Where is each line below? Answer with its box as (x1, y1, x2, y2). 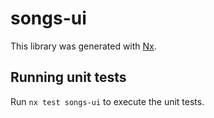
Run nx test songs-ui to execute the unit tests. (10, 95, 205, 107)
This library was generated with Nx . (10, 40, 157, 52)
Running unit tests (10, 69, 127, 86)
